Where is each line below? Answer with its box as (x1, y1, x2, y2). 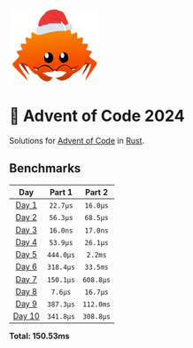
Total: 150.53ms (9, 330, 70, 341)
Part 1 (50, 186, 73, 197)
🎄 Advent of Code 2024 (9, 106, 185, 126)
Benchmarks (9, 161, 81, 176)
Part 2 (85, 186, 109, 197)
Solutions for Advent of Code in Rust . (9, 135, 144, 146)
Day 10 (12, 311, 40, 321)
